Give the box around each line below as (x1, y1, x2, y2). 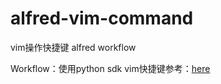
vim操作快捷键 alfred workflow (10, 41, 137, 53)
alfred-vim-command (10, 7, 194, 30)
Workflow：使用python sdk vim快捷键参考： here (10, 62, 211, 74)
